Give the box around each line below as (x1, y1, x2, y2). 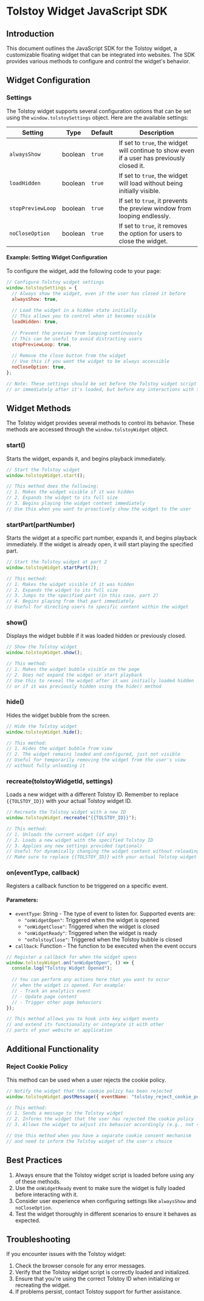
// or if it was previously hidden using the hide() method (6, 683, 162, 689)
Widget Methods (6, 403, 71, 414)
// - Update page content (12, 993, 78, 1000)
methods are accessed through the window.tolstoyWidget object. (6, 426, 169, 433)
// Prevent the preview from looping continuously (12, 330, 143, 336)
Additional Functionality (6, 1044, 99, 1054)
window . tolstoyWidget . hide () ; (6, 729, 83, 735)
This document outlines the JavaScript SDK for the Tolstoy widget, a (6, 44, 177, 52)
